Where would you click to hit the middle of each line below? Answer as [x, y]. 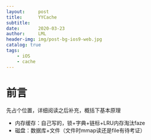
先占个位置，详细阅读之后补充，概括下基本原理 [63, 110]
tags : [13, 51]
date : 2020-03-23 [36, 28]
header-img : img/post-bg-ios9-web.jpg [54, 39]
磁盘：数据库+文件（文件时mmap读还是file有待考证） [80, 130]
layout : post [28, 12]
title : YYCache [32, 17]
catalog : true [24, 45]
